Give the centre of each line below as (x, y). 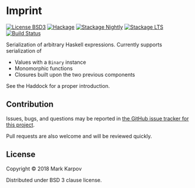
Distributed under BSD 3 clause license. (54, 180)
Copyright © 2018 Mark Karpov (44, 169)
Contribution (30, 105)
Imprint (24, 11)
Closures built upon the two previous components (75, 74)
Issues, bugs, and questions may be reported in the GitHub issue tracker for (97, 118)
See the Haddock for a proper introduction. (58, 86)
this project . (20, 125)
